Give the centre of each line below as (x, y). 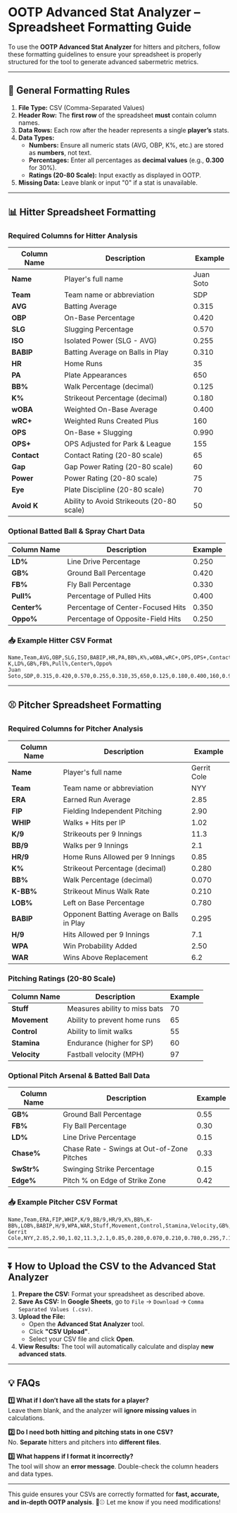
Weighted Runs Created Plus (111, 421)
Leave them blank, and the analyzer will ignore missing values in (102, 1411)
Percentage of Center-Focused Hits (127, 607)
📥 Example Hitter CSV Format (60, 640)
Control (24, 1032)
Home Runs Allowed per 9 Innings (119, 856)
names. (29, 122)
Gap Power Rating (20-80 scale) (118, 467)
